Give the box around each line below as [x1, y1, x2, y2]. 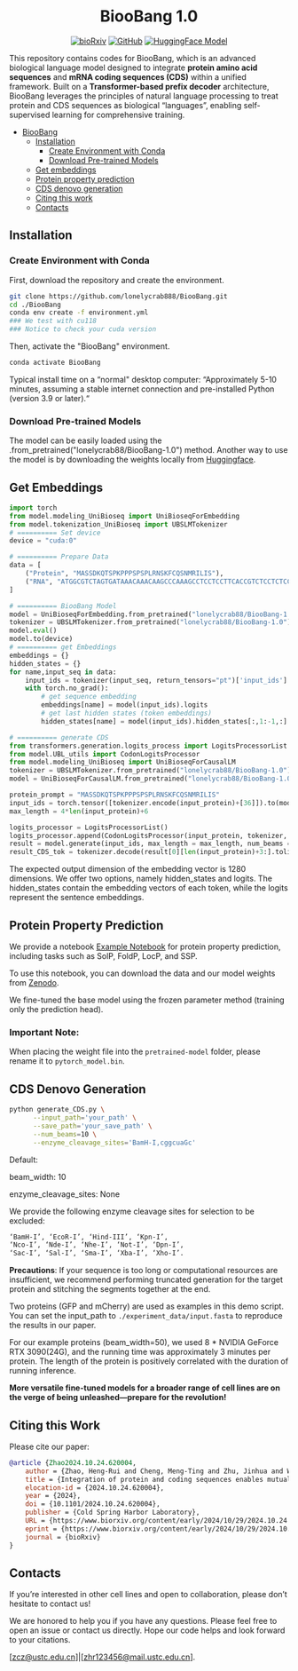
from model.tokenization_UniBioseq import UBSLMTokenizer [9, 519, 228, 529]
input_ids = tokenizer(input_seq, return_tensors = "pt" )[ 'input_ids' [25, 676, 284, 685]
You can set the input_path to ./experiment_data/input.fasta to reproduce [9, 1311, 283, 1321]
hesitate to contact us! [9, 1598, 91, 1609]
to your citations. [9, 1635, 71, 1645]
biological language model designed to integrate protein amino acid [9, 62, 258, 73]
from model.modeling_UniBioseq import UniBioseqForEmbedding [9, 511, 240, 520]
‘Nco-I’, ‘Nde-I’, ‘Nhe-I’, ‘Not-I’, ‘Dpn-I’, [9, 1240, 184, 1249]
